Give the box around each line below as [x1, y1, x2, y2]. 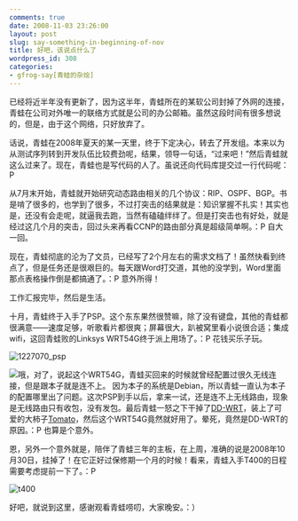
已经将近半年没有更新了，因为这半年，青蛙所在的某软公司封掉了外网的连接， [9, 96, 289, 107]
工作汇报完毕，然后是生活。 [9, 292, 111, 303]
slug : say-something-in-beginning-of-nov [9, 37, 165, 47]
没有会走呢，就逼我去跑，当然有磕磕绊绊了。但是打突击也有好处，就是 [32, 209, 289, 220]
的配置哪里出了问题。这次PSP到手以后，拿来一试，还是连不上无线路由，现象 [9, 391, 288, 402]
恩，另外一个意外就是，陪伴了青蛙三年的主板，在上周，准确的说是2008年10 [9, 443, 286, 454]
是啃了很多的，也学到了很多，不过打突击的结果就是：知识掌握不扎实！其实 [9, 199, 281, 209]
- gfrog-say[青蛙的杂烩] [9, 71, 95, 80]
